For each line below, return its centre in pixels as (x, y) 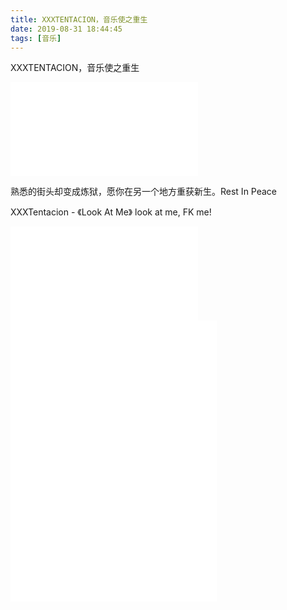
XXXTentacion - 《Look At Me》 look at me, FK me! (111, 212)
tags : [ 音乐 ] (36, 38)
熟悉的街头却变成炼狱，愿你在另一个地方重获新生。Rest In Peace (144, 192)
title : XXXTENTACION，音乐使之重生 (79, 19)
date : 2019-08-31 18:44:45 (66, 29)
